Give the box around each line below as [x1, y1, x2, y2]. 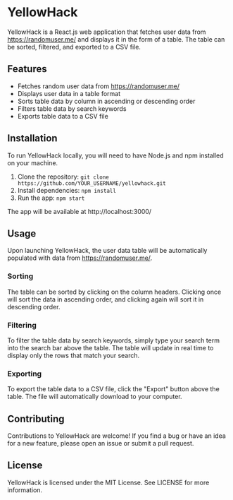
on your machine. [7, 158, 58, 167]
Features [7, 63, 47, 75]
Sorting [7, 271, 34, 281]
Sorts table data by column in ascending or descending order [17, 97, 196, 105]
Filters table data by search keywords [17, 104, 127, 113]
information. [7, 485, 43, 494]
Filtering [7, 320, 37, 330]
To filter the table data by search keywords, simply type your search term [7, 336, 220, 345]
